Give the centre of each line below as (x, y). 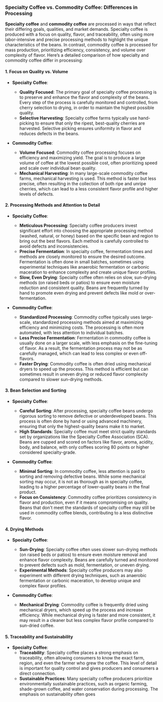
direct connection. (38, 674)
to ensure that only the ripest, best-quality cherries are (90, 123)
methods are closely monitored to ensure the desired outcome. (82, 256)
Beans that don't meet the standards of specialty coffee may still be (87, 508)
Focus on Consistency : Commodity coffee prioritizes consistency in (88, 497)
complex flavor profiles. (43, 586)
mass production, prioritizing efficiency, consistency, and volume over (75, 50)
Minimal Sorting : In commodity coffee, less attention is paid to (82, 471)
